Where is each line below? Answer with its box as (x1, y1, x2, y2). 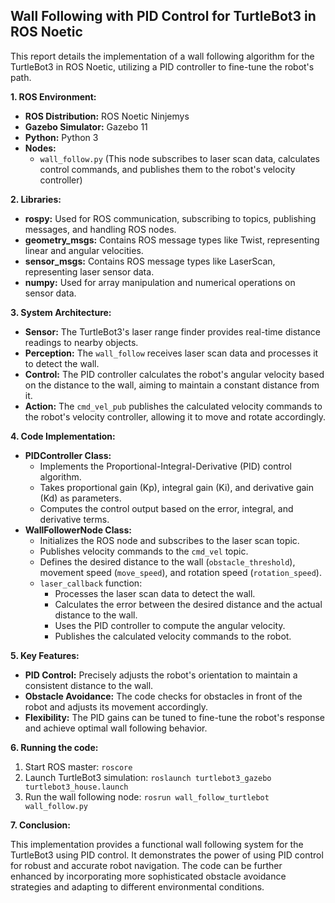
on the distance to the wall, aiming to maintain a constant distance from (24, 379, 320, 391)
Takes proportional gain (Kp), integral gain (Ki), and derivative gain (39, 481, 314, 493)
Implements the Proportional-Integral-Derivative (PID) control (39, 460, 292, 472)
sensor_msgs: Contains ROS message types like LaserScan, (24, 255, 276, 267)
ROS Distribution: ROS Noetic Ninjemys (24, 110, 190, 122)
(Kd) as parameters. (39, 492, 122, 504)
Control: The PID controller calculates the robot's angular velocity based (24, 368, 325, 380)
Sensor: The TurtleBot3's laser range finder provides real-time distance (24, 325, 321, 338)
